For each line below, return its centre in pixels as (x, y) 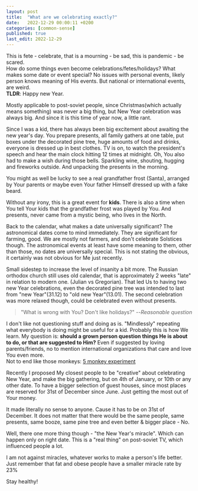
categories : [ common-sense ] (41, 28)
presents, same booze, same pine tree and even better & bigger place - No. (98, 422)
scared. (15, 62)
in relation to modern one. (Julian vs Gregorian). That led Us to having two (96, 282)
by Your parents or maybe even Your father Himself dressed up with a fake (97, 185)
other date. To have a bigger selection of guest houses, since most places (96, 385)
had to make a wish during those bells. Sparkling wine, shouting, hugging (95, 161)
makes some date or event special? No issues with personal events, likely (95, 75)
